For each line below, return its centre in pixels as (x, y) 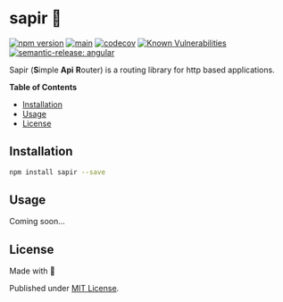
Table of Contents (43, 87)
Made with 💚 (33, 271)
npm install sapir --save (57, 172)
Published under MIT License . (64, 289)
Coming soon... (37, 222)
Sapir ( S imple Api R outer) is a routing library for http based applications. (142, 70)
